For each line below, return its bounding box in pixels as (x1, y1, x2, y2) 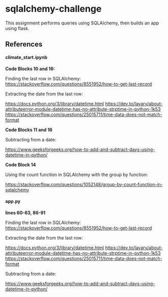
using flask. (5, 25, 29, 31)
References (5, 40, 43, 49)
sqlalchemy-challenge (5, 3, 102, 15)
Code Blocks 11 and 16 (5, 127, 53, 133)
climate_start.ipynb (5, 54, 48, 60)
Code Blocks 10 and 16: (5, 66, 55, 72)
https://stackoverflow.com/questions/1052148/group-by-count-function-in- (5, 181, 163, 187)
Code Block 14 (5, 161, 37, 168)
